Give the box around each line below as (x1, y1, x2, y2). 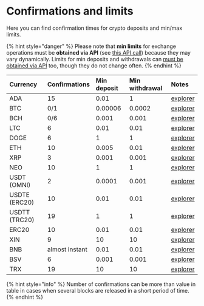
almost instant (47, 245, 88, 253)
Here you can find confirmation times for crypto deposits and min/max (6, 24, 183, 32)
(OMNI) (9, 180, 31, 189)
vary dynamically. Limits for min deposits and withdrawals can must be (6, 55, 184, 63)
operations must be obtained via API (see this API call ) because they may (6, 49, 191, 56)
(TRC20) (9, 216, 35, 224)
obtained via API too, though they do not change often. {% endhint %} (6, 62, 182, 69)
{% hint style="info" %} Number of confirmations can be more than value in (6, 280, 196, 288)
